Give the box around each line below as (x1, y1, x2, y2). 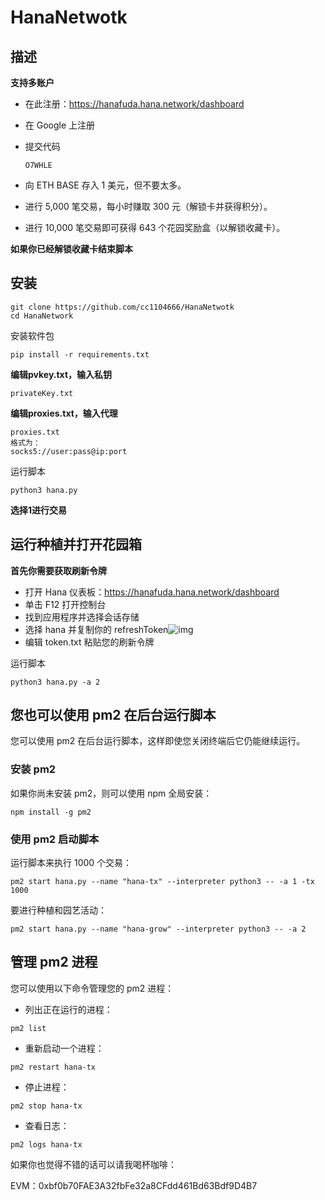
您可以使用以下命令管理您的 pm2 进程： (10, 982, 175, 994)
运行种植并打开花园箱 (10, 536, 142, 553)
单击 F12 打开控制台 (24, 598, 107, 610)
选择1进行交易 (10, 504, 68, 516)
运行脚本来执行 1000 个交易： (10, 857, 133, 869)
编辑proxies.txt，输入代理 (10, 407, 118, 419)
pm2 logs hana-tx (10, 1139, 83, 1150)
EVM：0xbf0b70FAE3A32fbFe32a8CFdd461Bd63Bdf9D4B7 (10, 1179, 258, 1191)
